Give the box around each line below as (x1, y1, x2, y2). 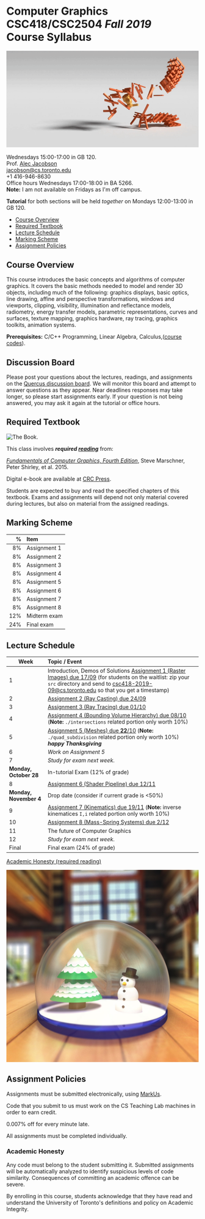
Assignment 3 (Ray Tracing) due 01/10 (48, 703, 146, 711)
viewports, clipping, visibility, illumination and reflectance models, (6, 302, 172, 309)
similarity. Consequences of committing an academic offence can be (6, 1174, 179, 1181)
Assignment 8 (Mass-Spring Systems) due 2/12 (48, 819, 170, 826)
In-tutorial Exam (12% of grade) (48, 768, 129, 775)
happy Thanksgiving (48, 739, 102, 747)
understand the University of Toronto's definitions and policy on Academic (6, 1199, 193, 1206)
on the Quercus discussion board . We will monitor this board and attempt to (6, 380, 196, 387)
